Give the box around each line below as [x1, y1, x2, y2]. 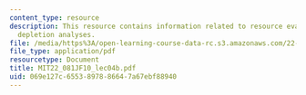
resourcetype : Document [9, 55, 100, 64]
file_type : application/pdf [9, 47, 117, 56]
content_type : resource [9, 13, 100, 23]
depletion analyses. [17, 30, 96, 39]
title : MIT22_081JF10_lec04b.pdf [9, 64, 137, 73]
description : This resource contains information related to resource [9, 22, 283, 31]
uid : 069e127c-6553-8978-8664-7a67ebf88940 [9, 72, 178, 81]
